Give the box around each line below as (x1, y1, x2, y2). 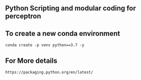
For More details (5, 56, 57, 65)
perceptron (5, 12, 41, 21)
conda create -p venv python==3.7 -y (5, 43, 85, 48)
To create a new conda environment (5, 29, 120, 37)
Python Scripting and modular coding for (5, 4, 136, 13)
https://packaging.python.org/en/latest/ (5, 70, 94, 75)
